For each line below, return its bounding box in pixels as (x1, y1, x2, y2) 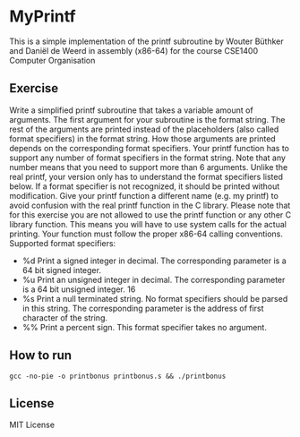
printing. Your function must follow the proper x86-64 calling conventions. (9, 228, 284, 239)
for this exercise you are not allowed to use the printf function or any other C (9, 209, 292, 220)
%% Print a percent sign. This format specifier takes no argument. (21, 321, 267, 332)
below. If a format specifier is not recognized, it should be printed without (9, 181, 280, 192)
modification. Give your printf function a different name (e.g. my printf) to (9, 190, 279, 201)
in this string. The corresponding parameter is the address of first (21, 303, 264, 313)
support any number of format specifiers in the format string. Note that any (9, 152, 287, 163)
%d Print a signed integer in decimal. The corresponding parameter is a (21, 255, 287, 266)
